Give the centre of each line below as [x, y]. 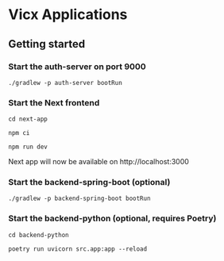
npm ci [19, 133]
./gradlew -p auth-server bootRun [66, 83]
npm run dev [28, 147]
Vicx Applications [68, 15]
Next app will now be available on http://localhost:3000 [98, 162]
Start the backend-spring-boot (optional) [89, 182]
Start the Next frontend [54, 102]
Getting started [47, 44]
